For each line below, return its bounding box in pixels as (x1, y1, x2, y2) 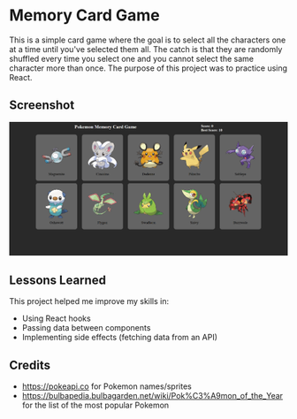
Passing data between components (21, 323, 151, 333)
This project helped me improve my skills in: (9, 296, 170, 307)
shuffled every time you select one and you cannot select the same (9, 53, 255, 64)
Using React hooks (21, 313, 91, 324)
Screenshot (9, 98, 75, 113)
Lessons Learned (9, 273, 106, 288)
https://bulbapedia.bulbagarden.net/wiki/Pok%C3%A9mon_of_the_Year (21, 391, 284, 401)
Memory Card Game (9, 5, 161, 26)
